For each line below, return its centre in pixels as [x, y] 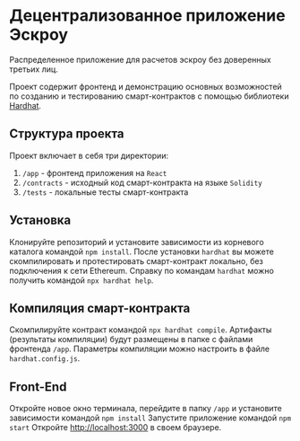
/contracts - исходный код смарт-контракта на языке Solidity [142, 182]
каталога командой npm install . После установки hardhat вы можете [142, 251]
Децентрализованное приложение [147, 16]
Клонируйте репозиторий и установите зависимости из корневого [137, 242]
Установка [40, 220]
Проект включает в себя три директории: [89, 155]
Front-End [38, 387]
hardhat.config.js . [45, 358]
